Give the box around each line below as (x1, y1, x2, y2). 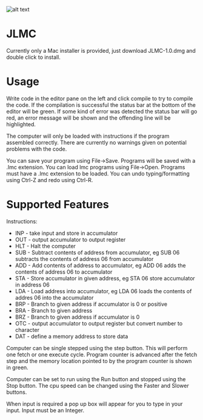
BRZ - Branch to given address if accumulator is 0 (15, 313, 140, 320)
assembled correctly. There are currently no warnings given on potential (6, 138, 187, 146)
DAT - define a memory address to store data (15, 333, 128, 340)
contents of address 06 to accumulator (15, 268, 113, 276)
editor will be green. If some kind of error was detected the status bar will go (6, 107, 198, 115)
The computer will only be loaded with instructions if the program (6, 132, 170, 140)
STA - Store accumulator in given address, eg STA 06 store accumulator (15, 274, 195, 282)
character (15, 326, 39, 333)
